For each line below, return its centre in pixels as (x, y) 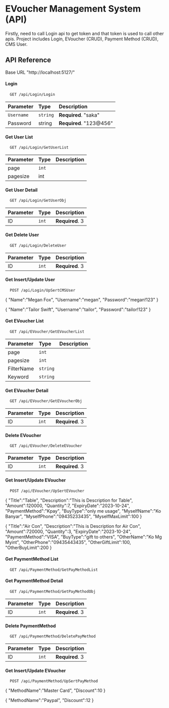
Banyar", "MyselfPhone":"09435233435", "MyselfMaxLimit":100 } (74, 516)
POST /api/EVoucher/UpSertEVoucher (47, 491)
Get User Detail (21, 190)
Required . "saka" (79, 115)
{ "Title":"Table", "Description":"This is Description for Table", (69, 500)
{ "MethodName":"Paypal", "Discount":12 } (50, 700)
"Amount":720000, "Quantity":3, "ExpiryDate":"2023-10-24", (68, 531)
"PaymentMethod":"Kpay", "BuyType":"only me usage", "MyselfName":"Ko (83, 511)
